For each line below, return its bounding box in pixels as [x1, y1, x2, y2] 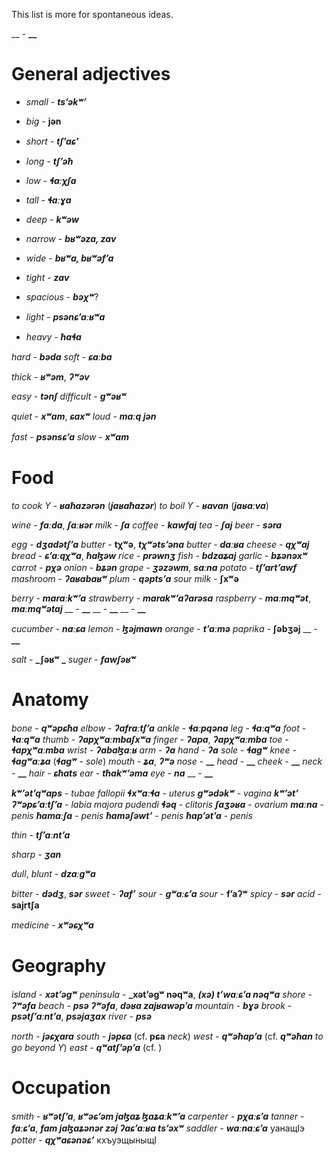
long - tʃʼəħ [25, 155, 74, 167]
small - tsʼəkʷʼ [25, 95, 87, 108]
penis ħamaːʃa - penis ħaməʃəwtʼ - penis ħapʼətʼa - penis [11, 809, 253, 821]
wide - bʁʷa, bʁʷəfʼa [25, 252, 114, 264]
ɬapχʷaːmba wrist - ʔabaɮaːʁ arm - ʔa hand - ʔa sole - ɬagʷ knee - [11, 744, 297, 756]
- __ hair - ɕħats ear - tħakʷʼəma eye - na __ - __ [11, 767, 214, 779]
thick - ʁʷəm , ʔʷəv [11, 370, 90, 383]
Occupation [11, 1076, 111, 1099]
